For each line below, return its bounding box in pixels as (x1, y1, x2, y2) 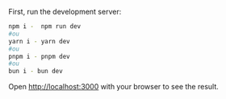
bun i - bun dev (8, 68, 63, 76)
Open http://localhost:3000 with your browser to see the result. (8, 82, 220, 92)
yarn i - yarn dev (8, 37, 70, 45)
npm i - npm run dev (8, 23, 82, 31)
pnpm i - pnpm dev (8, 52, 70, 60)
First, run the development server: (8, 7, 122, 16)
